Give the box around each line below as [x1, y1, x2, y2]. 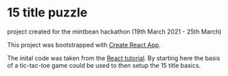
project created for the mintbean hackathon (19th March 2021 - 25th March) [7, 27, 222, 36]
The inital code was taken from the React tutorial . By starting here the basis [7, 53, 220, 62]
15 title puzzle [7, 5, 88, 21]
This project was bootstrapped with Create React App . [7, 40, 161, 49]
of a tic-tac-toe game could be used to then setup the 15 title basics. [7, 61, 201, 69]
